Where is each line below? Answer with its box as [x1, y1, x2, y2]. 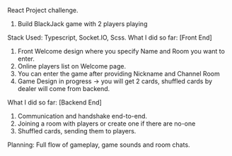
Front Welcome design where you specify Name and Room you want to [17, 47, 225, 55]
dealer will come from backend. [17, 85, 110, 92]
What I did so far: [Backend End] [7, 98, 103, 107]
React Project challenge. [7, 6, 79, 14]
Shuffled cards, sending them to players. [17, 127, 137, 135]
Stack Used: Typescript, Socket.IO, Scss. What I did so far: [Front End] [7, 33, 212, 42]
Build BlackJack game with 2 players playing [17, 20, 148, 28]
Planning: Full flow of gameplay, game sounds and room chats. [7, 140, 190, 149]
